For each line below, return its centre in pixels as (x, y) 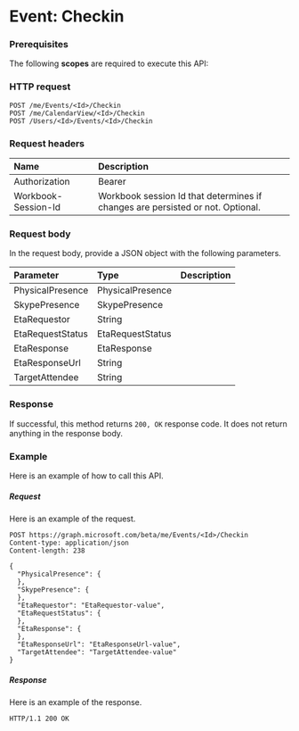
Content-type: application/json (69, 543)
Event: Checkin (67, 17)
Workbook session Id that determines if (180, 196)
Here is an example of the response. (76, 702)
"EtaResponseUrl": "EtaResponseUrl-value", (99, 644)
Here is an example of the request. (73, 519)
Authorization (42, 182)
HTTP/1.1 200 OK (39, 719)
